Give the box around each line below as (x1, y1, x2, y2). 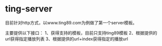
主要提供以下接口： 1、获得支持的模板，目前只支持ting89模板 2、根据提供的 (5, 30, 158, 35)
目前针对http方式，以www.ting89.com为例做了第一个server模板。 (5, 20, 137, 25)
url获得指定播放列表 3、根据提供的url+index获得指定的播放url (5, 36, 128, 42)
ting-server (5, 3, 53, 14)
